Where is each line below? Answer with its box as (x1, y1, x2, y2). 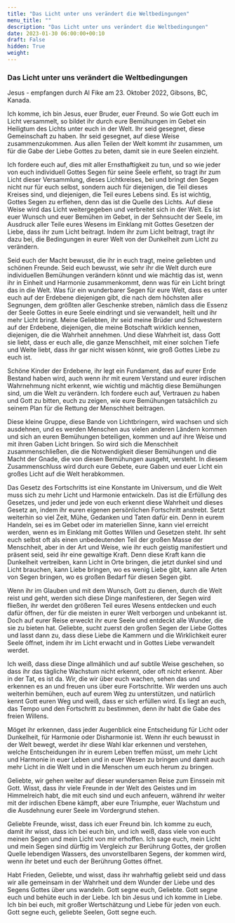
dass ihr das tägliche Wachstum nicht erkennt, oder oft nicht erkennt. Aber (7, 668, 223, 676)
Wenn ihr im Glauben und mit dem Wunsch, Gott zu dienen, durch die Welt (7, 587, 222, 595)
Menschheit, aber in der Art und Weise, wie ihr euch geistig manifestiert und (7, 543, 228, 552)
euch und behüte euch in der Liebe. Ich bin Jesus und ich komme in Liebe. (7, 893, 223, 902)
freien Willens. (7, 712, 49, 720)
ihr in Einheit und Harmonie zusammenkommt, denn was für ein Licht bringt (7, 279, 226, 287)
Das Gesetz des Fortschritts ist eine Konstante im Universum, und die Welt (7, 484, 222, 492)
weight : (7, 50, 30, 57)
